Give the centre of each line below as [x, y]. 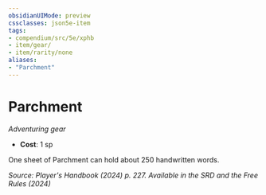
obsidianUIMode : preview [49, 16]
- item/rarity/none [41, 53]
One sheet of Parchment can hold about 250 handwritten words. [114, 159]
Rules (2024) [30, 183]
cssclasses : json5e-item [49, 23]
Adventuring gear [37, 129]
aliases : [23, 60]
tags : [17, 30]
